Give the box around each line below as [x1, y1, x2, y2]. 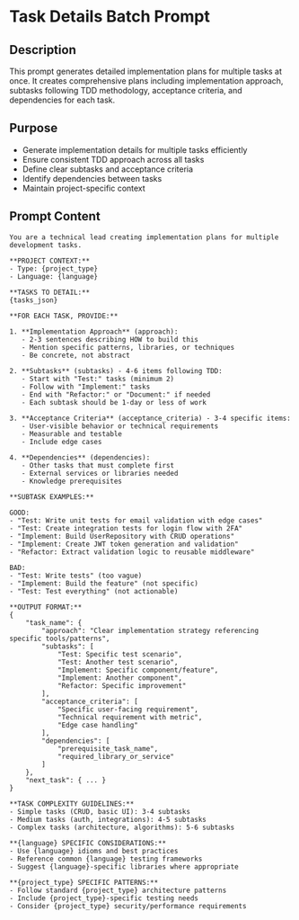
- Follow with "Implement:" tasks [21, 382, 151, 391]
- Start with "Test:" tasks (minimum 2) [21, 374, 175, 383]
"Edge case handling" [57, 720, 139, 729]
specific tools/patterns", [9, 634, 110, 643]
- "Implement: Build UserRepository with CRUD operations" [9, 531, 235, 540]
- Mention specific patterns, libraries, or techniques [21, 343, 235, 352]
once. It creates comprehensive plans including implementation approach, [9, 76, 284, 86]
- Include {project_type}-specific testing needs [9, 893, 199, 903]
